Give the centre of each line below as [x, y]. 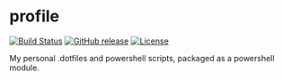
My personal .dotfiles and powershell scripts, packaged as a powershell [142, 58]
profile [35, 16]
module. [25, 68]
